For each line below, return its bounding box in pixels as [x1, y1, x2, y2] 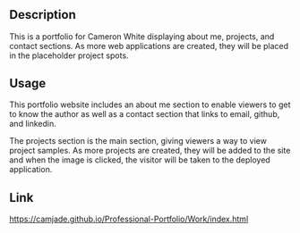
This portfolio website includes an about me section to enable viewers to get [9, 99, 291, 110]
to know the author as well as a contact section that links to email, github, [9, 109, 280, 120]
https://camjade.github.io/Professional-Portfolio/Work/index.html [9, 213, 249, 225]
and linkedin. [9, 119, 56, 129]
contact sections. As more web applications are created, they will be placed [9, 40, 289, 51]
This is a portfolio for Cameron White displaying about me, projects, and [9, 30, 275, 42]
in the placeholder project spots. [9, 50, 129, 61]
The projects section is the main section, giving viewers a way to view [9, 136, 267, 146]
